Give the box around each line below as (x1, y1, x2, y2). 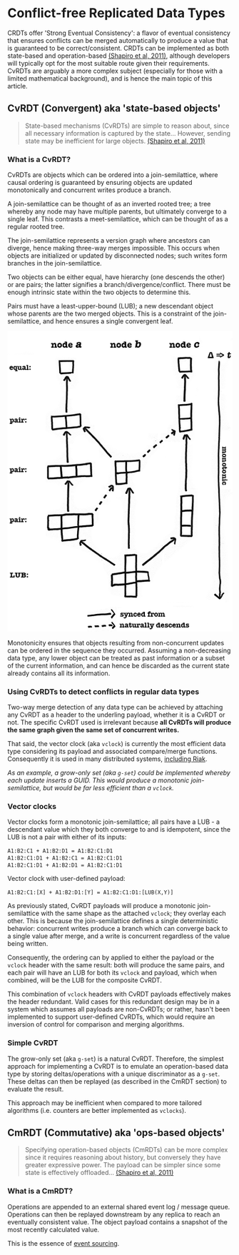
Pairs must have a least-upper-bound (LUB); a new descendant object (7, 302, 214, 311)
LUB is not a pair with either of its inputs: (7, 833, 127, 842)
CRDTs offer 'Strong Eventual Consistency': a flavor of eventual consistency (7, 29, 230, 37)
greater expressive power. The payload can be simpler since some (24, 1161, 221, 1169)
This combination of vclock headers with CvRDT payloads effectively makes (7, 990, 231, 999)
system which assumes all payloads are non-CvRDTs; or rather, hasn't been (7, 1005, 230, 1014)
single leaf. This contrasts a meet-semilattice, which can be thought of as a (7, 215, 228, 223)
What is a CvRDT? (7, 154, 71, 164)
